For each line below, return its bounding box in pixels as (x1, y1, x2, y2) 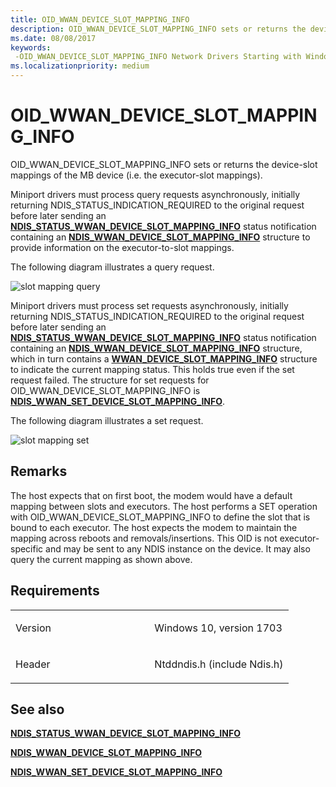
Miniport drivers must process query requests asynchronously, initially (10, 188, 301, 200)
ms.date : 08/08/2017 (10, 33, 97, 43)
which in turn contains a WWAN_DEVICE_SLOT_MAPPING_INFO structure (10, 352, 318, 365)
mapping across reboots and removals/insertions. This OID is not (10, 532, 278, 544)
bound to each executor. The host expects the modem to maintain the (10, 521, 298, 533)
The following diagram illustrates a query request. (10, 261, 215, 273)
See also (10, 701, 65, 718)
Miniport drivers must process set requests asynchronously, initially (10, 299, 289, 311)
